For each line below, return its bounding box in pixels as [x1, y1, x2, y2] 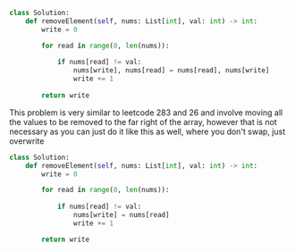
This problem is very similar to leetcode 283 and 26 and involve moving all [9, 107, 283, 118]
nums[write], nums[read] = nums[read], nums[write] [72, 66, 270, 75]
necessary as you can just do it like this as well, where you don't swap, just [9, 126, 286, 137]
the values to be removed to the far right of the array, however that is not [9, 116, 277, 127]
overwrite [9, 135, 45, 146]
